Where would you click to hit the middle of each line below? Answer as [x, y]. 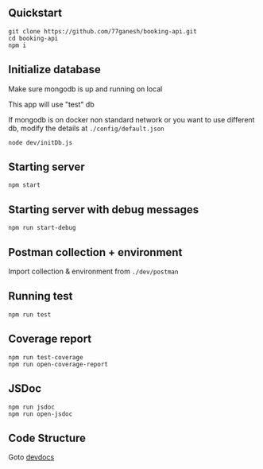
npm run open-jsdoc [41, 414]
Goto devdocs [31, 457]
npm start [25, 185]
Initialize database [55, 70]
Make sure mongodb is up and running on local [85, 89]
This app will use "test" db [52, 104]
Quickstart [35, 13]
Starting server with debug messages [104, 209]
